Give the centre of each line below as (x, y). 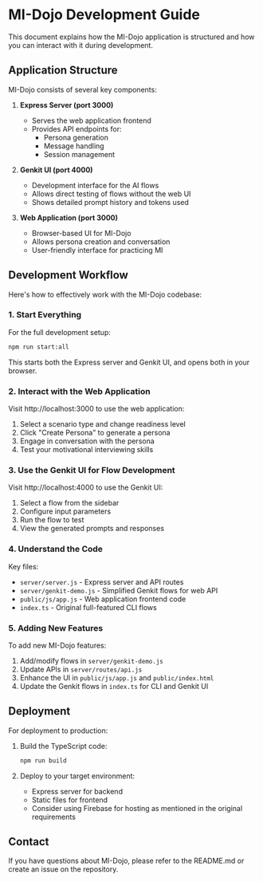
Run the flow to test (52, 520)
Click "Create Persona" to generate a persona (95, 433)
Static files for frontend (70, 800)
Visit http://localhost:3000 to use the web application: (96, 409)
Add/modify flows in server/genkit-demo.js (91, 660)
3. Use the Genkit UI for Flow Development (92, 470)
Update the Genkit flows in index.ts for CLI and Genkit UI (114, 686)
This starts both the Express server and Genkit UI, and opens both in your (129, 362)
